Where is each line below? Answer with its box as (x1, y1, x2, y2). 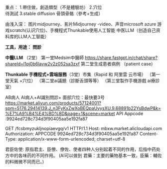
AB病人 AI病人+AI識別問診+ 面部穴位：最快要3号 (5, 94, 105, 100)
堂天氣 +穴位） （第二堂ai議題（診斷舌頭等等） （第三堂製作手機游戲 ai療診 (5, 78, 160, 84)
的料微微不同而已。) (5, 159, 44, 165)
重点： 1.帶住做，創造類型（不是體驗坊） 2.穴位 (5, 4, 102, 10)
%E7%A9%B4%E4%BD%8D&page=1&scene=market (5, 111, 116, 116)
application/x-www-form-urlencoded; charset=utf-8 (17, 136, 126, 142)
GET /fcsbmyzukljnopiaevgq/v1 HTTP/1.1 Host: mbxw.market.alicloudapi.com (5, 126, 163, 131)
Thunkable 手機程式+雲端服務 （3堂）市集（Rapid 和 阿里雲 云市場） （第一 (5, 72, 161, 77)
